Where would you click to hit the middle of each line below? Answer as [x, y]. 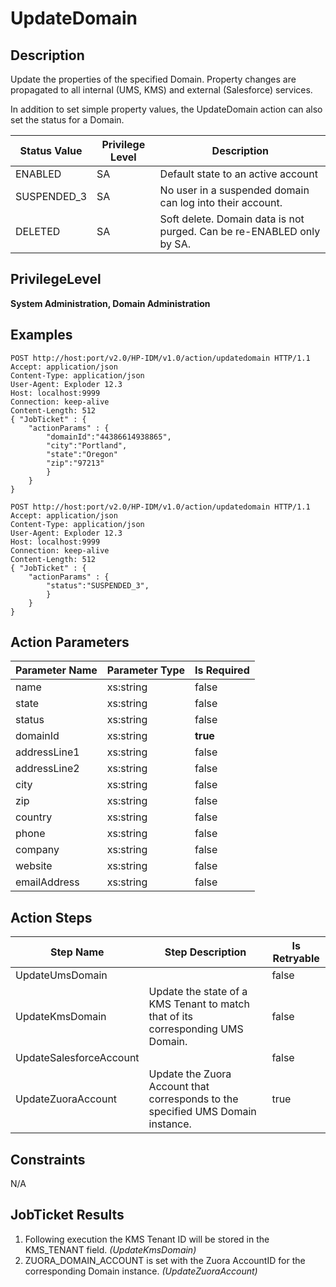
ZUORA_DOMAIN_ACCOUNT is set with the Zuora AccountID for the [165, 1260]
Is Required [222, 670]
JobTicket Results [67, 1215]
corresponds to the [193, 1099]
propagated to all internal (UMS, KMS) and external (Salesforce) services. [161, 90]
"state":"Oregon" [82, 454]
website [34, 866]
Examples [41, 335]
